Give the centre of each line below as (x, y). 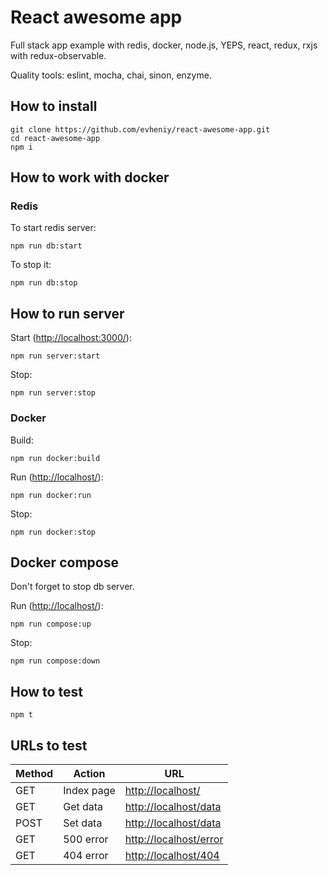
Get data (83, 806)
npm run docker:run (51, 495)
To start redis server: (53, 228)
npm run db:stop (44, 283)
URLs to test (49, 745)
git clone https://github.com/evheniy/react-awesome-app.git (140, 129)
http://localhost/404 (172, 855)
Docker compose (64, 562)
